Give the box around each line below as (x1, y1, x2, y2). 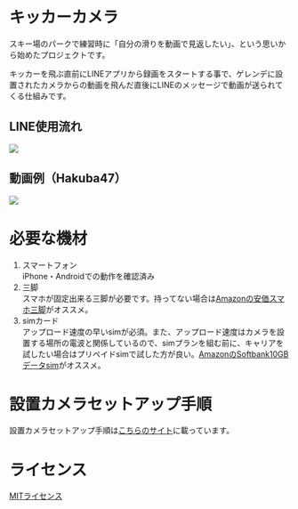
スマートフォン (21, 259, 77, 271)
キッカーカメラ (9, 7, 119, 28)
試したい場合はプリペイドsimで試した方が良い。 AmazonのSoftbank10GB (21, 348, 289, 360)
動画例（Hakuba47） (9, 171, 127, 186)
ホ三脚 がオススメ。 (21, 303, 93, 315)
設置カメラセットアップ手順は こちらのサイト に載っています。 (9, 425, 234, 436)
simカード (21, 315, 60, 326)
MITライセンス (9, 490, 63, 502)
